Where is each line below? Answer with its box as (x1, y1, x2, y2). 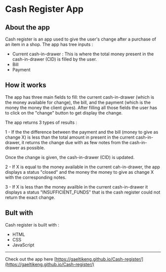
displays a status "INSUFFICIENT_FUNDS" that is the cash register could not (5, 189, 161, 195)
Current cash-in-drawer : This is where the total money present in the (12, 51, 154, 57)
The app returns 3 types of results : (5, 119, 78, 125)
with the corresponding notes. (5, 174, 67, 180)
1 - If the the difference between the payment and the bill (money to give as (5, 129, 159, 135)
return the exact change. (5, 194, 55, 200)
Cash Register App (5, 3, 84, 15)
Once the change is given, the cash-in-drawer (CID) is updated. (5, 154, 135, 160)
